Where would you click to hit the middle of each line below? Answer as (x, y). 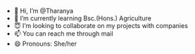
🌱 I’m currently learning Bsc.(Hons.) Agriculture (83, 18)
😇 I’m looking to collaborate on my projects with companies (101, 26)
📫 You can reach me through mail (64, 34)
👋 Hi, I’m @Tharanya (44, 11)
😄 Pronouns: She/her (45, 43)
